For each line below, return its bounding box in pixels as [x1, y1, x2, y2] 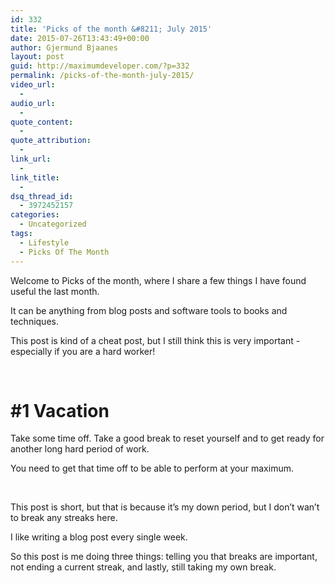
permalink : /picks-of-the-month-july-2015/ [10, 71, 195, 81]
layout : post [10, 52, 65, 62]
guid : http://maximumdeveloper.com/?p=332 [10, 61, 190, 71]
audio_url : [10, 98, 56, 108]
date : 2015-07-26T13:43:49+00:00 [10, 33, 150, 43]
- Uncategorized [19, 219, 87, 230]
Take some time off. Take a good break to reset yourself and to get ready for [10, 432, 325, 445]
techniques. [10, 315, 59, 327]
